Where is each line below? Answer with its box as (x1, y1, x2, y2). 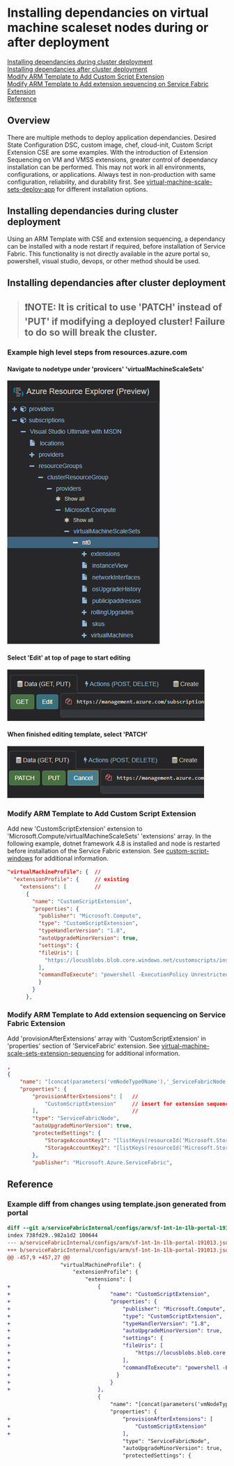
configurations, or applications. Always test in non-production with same (7, 170, 216, 178)
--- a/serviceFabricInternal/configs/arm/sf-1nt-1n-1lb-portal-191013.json (7, 1239, 232, 1246)
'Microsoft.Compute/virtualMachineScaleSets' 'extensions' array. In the (7, 832, 212, 841)
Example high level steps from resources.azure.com (7, 348, 188, 357)
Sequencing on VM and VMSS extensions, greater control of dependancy (7, 155, 218, 164)
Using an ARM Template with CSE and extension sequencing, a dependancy (7, 235, 226, 243)
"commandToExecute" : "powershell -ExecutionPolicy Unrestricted (38, 972, 229, 978)
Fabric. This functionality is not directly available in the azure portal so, (7, 249, 210, 258)
